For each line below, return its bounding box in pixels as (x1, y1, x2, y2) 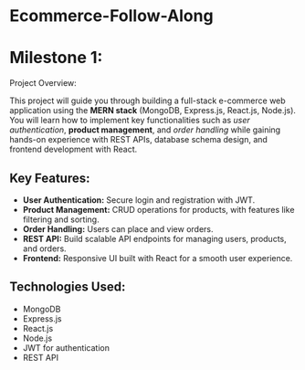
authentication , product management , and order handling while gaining (9, 124, 281, 135)
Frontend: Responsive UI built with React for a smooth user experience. (22, 252, 293, 263)
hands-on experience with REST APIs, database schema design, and (9, 134, 268, 145)
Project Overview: (9, 78, 78, 89)
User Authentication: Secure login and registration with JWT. (22, 194, 256, 206)
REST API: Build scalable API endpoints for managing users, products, (22, 233, 288, 244)
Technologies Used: (9, 280, 126, 295)
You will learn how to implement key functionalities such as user (9, 115, 251, 126)
